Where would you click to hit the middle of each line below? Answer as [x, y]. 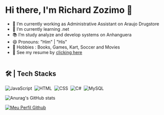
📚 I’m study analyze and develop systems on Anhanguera [72, 35]
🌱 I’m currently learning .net [41, 29]
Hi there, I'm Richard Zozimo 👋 [69, 10]
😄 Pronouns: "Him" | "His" [40, 42]
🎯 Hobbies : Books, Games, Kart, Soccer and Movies [66, 47]
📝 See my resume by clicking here [47, 52]
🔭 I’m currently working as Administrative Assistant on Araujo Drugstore [86, 24]
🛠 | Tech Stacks [31, 74]
